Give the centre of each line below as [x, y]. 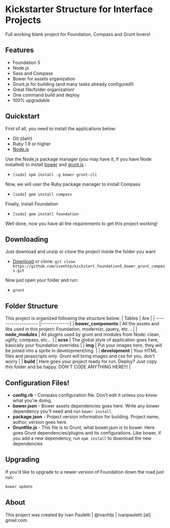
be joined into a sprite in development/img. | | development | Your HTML [81, 351]
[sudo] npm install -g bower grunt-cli [55, 175]
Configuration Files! [37, 383]
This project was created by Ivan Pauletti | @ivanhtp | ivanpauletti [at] [78, 515]
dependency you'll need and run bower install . [62, 411]
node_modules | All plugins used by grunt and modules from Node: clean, [83, 334]
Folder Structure [32, 306]
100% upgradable [31, 100]
